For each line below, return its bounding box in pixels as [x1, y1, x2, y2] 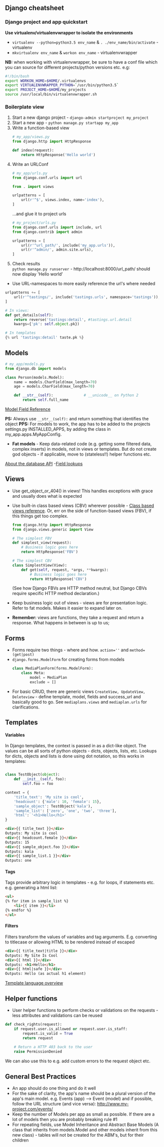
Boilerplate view [5, 103, 44, 110]
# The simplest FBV [12, 536, 52, 541]
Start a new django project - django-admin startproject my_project [12, 115, 149, 120]
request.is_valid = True [22, 1031, 73, 1036]
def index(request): [12, 148, 54, 153]
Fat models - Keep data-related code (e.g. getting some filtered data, [12, 441, 152, 447]
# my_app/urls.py [12, 171, 48, 176]
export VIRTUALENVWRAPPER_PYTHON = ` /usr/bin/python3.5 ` [5, 83, 119, 88]
